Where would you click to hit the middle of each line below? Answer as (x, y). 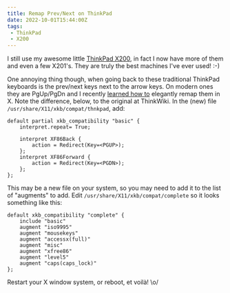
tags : (15, 26)
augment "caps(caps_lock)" (58, 263)
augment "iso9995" (46, 228)
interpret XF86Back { (50, 139)
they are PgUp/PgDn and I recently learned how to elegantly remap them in (114, 94)
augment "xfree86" (46, 252)
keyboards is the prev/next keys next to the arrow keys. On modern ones (110, 87)
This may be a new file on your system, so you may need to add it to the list (114, 188)
